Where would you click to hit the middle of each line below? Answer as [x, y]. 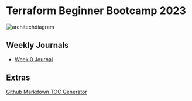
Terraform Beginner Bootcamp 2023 [96, 11]
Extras [18, 78]
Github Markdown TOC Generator [47, 92]
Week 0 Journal [34, 59]
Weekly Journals [37, 45]
